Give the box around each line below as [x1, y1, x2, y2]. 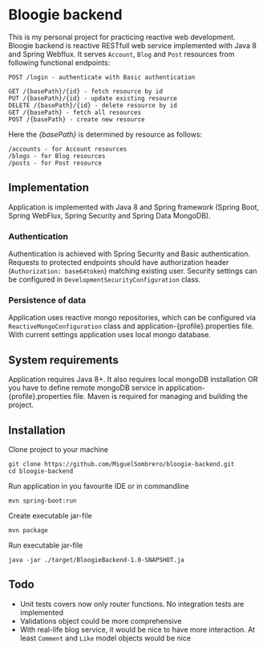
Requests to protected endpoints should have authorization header [8, 258, 229, 267]
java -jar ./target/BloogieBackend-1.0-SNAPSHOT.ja [8, 555, 184, 564]
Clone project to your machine [8, 444, 108, 454]
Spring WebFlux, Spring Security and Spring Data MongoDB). [8, 210, 211, 220]
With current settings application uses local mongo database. [8, 330, 211, 340]
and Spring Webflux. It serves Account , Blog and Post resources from [8, 49, 235, 59]
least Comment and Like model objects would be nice [19, 633, 191, 643]
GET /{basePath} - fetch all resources [8, 108, 142, 116]
